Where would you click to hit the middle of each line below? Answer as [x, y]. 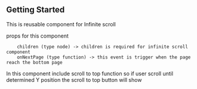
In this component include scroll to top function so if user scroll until [90, 73]
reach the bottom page [34, 62]
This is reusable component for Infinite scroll [61, 24]
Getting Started [36, 10]
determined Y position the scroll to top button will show [74, 79]
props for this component [37, 36]
